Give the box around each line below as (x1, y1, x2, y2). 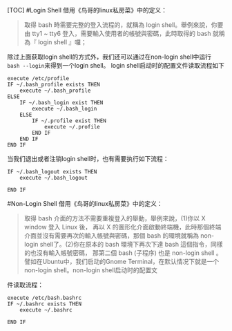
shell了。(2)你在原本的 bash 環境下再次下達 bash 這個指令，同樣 (39, 240, 223, 248)
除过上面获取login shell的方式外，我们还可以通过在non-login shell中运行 (7, 53, 212, 61)
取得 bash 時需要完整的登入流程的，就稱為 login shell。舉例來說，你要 (23, 21, 224, 29)
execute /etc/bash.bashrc (7, 294, 81, 301)
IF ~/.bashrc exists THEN (7, 301, 81, 308)
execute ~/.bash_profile (19, 87, 91, 94)
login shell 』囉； (37, 38, 88, 46)
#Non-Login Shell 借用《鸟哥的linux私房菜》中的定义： (7, 200, 164, 207)
